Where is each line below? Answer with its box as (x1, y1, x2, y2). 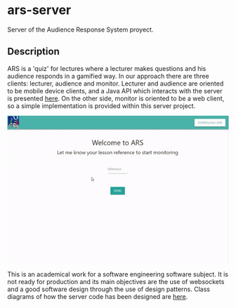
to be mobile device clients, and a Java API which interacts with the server (7, 86, 223, 95)
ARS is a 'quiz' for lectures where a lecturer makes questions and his (7, 64, 206, 72)
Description (7, 46, 60, 58)
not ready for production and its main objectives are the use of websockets (7, 278, 225, 286)
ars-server (7, 2, 72, 18)
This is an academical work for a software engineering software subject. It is (7, 270, 228, 279)
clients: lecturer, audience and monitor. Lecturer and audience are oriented (7, 79, 224, 88)
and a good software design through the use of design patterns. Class (7, 285, 211, 293)
